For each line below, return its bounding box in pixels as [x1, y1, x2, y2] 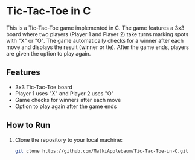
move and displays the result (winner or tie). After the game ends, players [6, 43, 189, 51]
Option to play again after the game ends [14, 103, 117, 110]
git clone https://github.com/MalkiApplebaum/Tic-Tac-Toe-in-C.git [14, 148, 188, 154]
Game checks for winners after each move [14, 96, 121, 103]
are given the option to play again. [6, 50, 91, 57]
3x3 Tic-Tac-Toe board [14, 83, 72, 91]
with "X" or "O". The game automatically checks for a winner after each [6, 37, 184, 44]
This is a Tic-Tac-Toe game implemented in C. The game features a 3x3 [6, 24, 185, 31]
